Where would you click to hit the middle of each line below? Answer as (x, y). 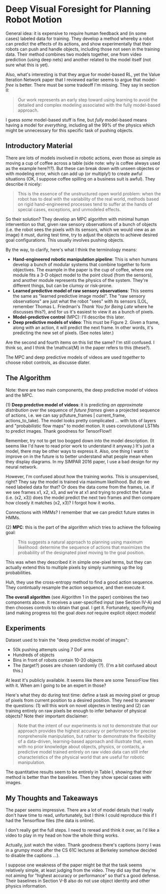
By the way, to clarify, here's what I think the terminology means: (71, 249)
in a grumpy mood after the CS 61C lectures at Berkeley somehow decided (81, 850)
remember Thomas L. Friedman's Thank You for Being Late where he (83, 306)
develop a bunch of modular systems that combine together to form (82, 264)
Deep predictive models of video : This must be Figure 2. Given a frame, (86, 322)
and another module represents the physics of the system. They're (80, 280)
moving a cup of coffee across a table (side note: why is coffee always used (83, 163)
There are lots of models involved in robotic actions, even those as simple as (83, 158)
